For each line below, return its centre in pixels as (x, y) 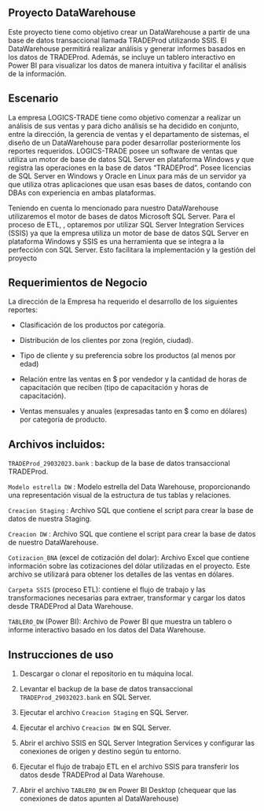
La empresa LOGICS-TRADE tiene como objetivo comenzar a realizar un (125, 117)
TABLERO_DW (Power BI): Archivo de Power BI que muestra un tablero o (120, 621)
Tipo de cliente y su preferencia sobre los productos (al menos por (127, 356)
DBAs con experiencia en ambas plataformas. (82, 193)
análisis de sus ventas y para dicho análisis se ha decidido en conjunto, (124, 126)
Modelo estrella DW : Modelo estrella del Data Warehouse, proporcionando (129, 487)
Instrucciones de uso (61, 655)
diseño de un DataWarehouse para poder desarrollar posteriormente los (125, 142)
